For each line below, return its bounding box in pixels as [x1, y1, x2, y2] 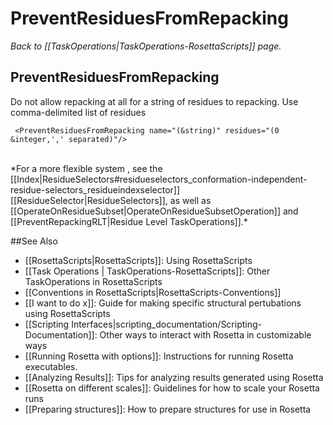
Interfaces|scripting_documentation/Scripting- [71, 318, 263, 330]
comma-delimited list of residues [10, 106, 147, 118]
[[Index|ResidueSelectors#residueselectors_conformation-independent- [10, 173, 308, 185]
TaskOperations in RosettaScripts [24, 275, 163, 287]
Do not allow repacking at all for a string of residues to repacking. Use [10, 95, 299, 107]
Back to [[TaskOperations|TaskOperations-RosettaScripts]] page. [10, 40, 282, 52]
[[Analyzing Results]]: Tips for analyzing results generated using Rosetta [24, 371, 324, 383]
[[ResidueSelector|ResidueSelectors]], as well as [10, 194, 212, 206]
